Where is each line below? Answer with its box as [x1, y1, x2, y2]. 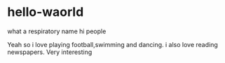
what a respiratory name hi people [7, 27, 107, 35]
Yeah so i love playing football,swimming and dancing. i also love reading [7, 40, 219, 48]
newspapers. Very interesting [7, 48, 93, 56]
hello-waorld [7, 4, 84, 20]
